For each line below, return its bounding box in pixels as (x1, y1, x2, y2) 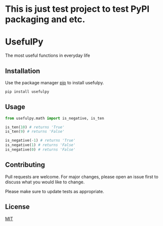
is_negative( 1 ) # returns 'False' (5, 143, 76, 148)
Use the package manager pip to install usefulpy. (5, 79, 104, 85)
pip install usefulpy (5, 89, 50, 94)
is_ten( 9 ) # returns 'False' (5, 129, 65, 134)
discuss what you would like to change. (5, 179, 85, 185)
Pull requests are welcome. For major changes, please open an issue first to (5, 174, 159, 179)
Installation (5, 67, 40, 75)
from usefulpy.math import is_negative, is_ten (5, 116, 105, 121)
